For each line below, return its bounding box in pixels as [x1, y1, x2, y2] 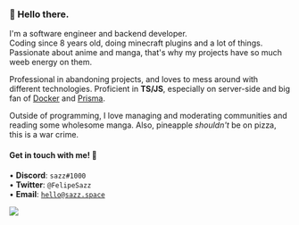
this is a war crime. [9, 129, 79, 140]
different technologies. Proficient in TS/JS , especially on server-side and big [9, 84, 290, 95]
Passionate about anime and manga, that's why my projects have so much [9, 47, 283, 58]
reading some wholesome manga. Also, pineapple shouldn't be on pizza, [9, 120, 277, 130]
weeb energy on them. [9, 57, 92, 68]
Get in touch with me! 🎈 [9, 149, 97, 160]
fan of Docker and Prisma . [9, 93, 105, 104]
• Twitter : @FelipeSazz [9, 179, 92, 190]
